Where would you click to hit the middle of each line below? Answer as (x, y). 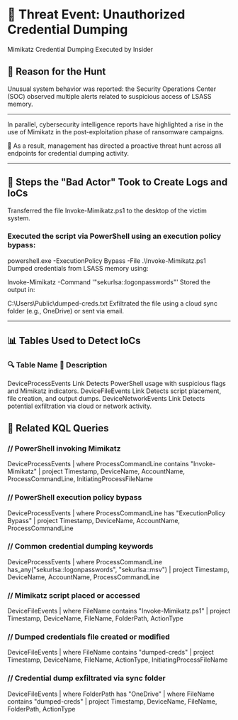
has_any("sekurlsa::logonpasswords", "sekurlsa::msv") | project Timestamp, (118, 569)
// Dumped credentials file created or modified (89, 637)
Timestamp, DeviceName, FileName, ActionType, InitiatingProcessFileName (118, 660)
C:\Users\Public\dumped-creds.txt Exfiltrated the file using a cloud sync (113, 303)
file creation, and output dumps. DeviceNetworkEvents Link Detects (106, 398)
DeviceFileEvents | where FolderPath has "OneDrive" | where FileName (111, 694)
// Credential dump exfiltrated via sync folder (87, 678)
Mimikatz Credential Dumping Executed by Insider (80, 49)
